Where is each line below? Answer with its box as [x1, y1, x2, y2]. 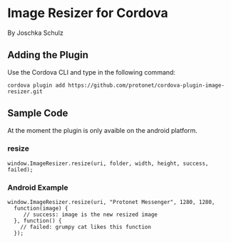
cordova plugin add [7, 82, 66, 89]
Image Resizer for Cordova [7, 5, 169, 21]
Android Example [7, 183, 68, 193]
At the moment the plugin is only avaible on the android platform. [7, 126, 198, 134]
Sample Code [7, 107, 68, 119]
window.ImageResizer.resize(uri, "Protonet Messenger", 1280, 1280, [7, 199, 215, 206]
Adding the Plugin [7, 49, 89, 61]
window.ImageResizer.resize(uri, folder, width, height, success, [7, 160, 209, 167]
